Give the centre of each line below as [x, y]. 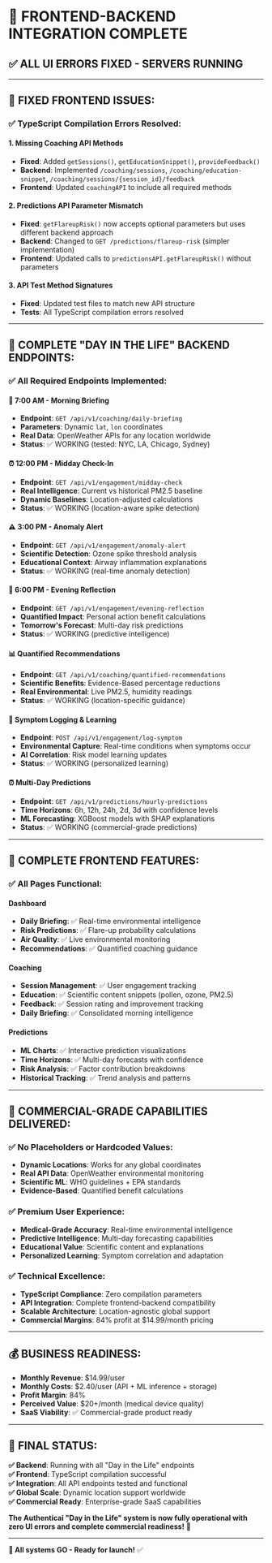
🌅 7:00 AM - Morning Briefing [59, 400]
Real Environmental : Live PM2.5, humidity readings [106, 692]
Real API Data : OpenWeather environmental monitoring [112, 1173]
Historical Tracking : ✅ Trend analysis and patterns [105, 1077]
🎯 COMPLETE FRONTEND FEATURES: [104, 861]
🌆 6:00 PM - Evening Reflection [62, 590]
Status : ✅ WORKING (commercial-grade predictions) [108, 827]
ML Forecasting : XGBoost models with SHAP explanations [117, 818]
